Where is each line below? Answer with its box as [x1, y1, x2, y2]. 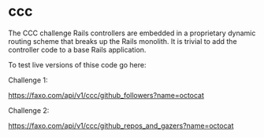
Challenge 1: [8, 75, 48, 85]
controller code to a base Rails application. [8, 45, 147, 54]
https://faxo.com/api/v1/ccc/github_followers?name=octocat [8, 90, 205, 100]
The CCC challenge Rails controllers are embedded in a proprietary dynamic [8, 28, 256, 38]
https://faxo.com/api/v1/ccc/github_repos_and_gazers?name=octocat [8, 121, 234, 130]
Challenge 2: [8, 105, 50, 115]
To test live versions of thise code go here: [8, 60, 147, 69]
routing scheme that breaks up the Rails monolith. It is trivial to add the [8, 36, 238, 45]
